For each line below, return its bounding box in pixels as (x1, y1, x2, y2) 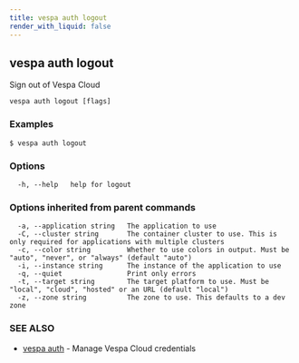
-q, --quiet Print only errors (17, 270, 197, 279)
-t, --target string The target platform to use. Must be (17, 278, 270, 287)
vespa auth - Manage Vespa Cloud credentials (22, 342, 197, 354)
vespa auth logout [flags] (9, 97, 111, 106)
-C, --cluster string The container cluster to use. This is (17, 230, 278, 239)
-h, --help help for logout (17, 180, 131, 189)
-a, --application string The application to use (17, 221, 217, 231)
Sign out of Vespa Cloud (9, 79, 101, 91)
